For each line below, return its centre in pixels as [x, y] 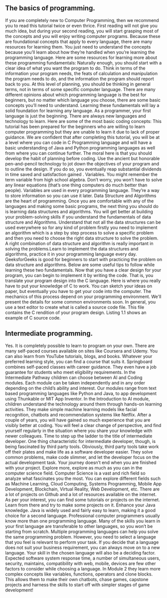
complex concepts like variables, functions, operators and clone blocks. [79, 574]
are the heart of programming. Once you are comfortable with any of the [80, 201]
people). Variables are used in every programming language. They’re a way [82, 190]
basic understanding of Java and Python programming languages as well [80, 147]
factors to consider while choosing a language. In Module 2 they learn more [83, 568]
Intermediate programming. [49, 334]
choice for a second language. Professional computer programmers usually [83, 515]
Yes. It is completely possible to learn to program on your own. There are [80, 345]
